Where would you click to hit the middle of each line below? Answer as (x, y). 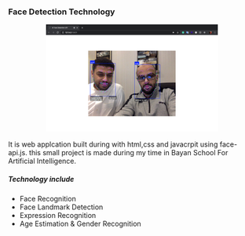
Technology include (41, 179)
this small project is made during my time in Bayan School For (128, 153)
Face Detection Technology (62, 12)
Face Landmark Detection (61, 207)
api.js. (18, 153)
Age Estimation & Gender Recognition (80, 224)
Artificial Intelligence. (42, 161)
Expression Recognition (58, 216)
